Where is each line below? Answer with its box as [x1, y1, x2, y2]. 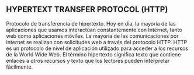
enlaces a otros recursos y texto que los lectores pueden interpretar [6, 57, 170, 64]
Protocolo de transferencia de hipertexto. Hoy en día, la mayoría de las [6, 20, 176, 27]
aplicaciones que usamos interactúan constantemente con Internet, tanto [6, 26, 182, 33]
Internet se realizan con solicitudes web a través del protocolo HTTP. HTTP [6, 38, 188, 45]
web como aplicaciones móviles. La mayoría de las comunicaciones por [6, 32, 179, 40]
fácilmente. [6, 63, 33, 70]
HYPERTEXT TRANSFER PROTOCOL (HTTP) [6, 5, 168, 15]
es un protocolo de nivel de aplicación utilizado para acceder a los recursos [6, 45, 189, 52]
